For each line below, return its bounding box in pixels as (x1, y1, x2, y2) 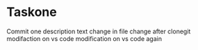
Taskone (6, 4, 57, 20)
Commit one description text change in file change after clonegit (6, 27, 191, 35)
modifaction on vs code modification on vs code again (6, 34, 163, 42)
